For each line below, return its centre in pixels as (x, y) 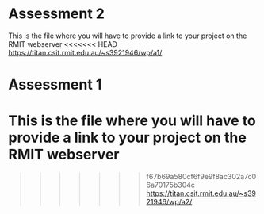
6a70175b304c (171, 185)
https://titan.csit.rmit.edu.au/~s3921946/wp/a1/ (85, 52)
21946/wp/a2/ (169, 202)
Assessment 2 (57, 14)
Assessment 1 (55, 85)
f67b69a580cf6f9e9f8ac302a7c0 (201, 177)
